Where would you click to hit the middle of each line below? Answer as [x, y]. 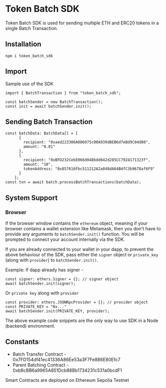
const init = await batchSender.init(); [49, 106]
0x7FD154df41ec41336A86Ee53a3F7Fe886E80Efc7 [66, 359]
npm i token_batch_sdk [29, 56]
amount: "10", [38, 165]
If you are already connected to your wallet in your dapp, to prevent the [79, 250]
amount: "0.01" [39, 147]
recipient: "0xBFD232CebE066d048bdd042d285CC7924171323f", [87, 160]
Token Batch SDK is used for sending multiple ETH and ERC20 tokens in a [82, 23]
